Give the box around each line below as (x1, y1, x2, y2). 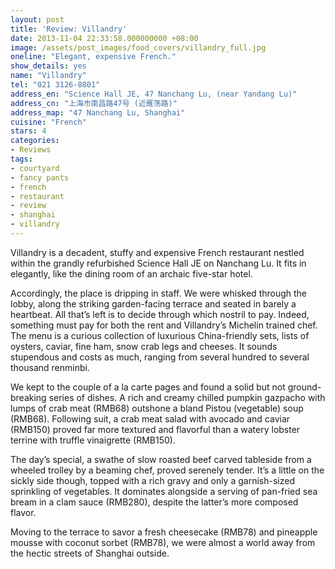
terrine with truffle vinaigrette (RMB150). (10, 434, 176, 446)
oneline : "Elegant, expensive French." (10, 52, 177, 62)
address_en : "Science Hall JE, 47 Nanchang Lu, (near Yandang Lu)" (10, 89, 298, 99)
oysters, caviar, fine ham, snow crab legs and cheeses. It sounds (10, 340, 278, 352)
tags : (10, 154, 33, 164)
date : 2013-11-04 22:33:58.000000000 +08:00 (10, 33, 199, 43)
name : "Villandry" (10, 71, 87, 81)
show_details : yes (10, 61, 87, 71)
